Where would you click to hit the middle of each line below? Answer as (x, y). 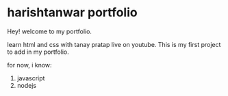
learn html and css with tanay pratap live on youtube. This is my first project (114, 44)
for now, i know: (30, 65)
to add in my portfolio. (38, 52)
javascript (31, 78)
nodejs (26, 85)
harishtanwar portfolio (73, 13)
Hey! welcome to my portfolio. (50, 31)
